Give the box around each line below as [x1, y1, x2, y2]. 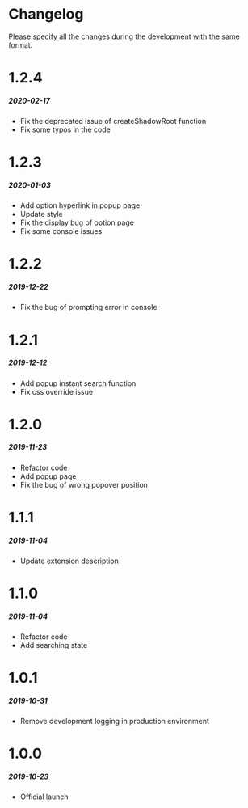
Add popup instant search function [19, 378, 137, 388]
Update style [19, 209, 63, 219]
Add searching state [19, 641, 88, 650]
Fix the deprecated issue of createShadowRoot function [19, 116, 207, 126]
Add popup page [19, 471, 77, 481]
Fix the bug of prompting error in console [19, 302, 158, 312]
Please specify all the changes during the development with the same [8, 32, 240, 41]
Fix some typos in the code [19, 125, 111, 134]
